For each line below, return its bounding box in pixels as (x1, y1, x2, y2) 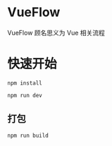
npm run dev (7, 92, 42, 99)
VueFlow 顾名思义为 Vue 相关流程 (7, 28, 106, 37)
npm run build (7, 132, 49, 139)
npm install (7, 79, 42, 87)
